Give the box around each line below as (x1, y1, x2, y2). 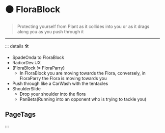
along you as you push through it (17, 28, 84, 34)
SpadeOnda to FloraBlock (12, 54, 65, 60)
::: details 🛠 (5, 43, 29, 49)
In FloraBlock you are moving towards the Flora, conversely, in (19, 70, 146, 76)
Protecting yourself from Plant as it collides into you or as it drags (17, 23, 150, 29)
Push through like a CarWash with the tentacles (12, 80, 108, 86)
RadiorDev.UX (12, 59, 41, 65)
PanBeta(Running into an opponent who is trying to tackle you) (19, 96, 147, 102)
